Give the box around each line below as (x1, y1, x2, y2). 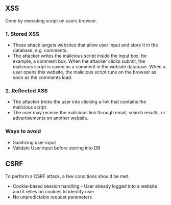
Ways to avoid (5, 127, 41, 135)
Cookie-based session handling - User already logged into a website (12, 183, 157, 189)
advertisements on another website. (12, 115, 89, 121)
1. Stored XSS (5, 30, 39, 37)
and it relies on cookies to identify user (12, 188, 95, 194)
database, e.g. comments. (12, 47, 68, 54)
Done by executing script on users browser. (5, 17, 97, 23)
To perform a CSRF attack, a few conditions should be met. (5, 173, 130, 179)
